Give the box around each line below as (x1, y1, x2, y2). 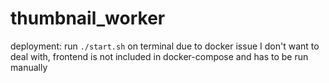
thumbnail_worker (10, 7, 166, 30)
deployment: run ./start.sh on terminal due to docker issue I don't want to (10, 40, 320, 52)
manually (10, 61, 48, 73)
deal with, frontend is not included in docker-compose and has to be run (10, 50, 309, 62)
